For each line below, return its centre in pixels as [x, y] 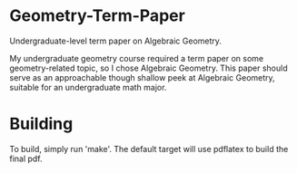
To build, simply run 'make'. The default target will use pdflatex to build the [149, 149]
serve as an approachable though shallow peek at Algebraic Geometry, [142, 77]
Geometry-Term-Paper [98, 16]
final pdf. [26, 159]
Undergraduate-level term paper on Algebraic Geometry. [116, 41]
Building [41, 124]
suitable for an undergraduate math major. [88, 87]
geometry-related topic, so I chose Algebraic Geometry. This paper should [148, 68]
